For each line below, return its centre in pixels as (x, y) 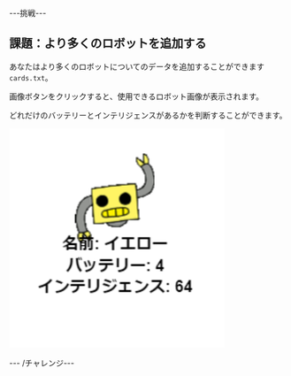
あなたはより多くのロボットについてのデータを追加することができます (137, 66)
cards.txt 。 (31, 77)
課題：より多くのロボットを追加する (108, 44)
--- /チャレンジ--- (42, 363)
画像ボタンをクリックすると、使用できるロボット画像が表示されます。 (136, 96)
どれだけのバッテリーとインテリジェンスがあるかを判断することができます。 (148, 115)
